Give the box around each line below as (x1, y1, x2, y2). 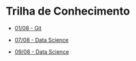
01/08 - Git (14, 24, 42, 32)
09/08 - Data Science (14, 48, 70, 56)
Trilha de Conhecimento (5, 4, 131, 18)
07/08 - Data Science (14, 36, 69, 43)
